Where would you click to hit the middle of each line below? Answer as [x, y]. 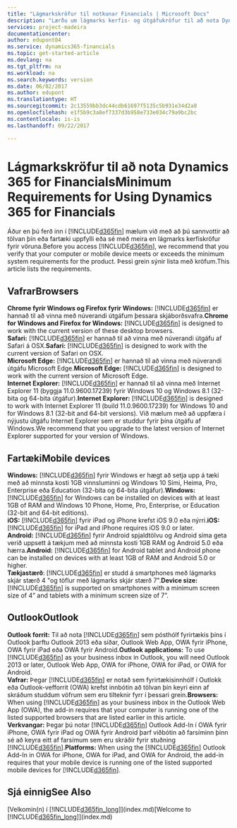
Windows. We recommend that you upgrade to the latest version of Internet [116, 428]
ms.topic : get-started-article [53, 54]
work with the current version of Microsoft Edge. [78, 376]
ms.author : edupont [36, 93]
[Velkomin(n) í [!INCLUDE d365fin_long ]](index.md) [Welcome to [99, 809]
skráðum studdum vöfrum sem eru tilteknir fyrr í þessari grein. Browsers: [113, 694]
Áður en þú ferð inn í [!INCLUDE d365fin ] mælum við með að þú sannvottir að [119, 231]
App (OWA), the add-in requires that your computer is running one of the [113, 710]
